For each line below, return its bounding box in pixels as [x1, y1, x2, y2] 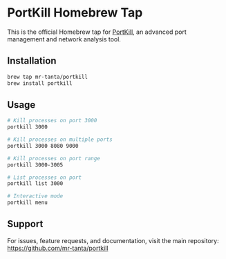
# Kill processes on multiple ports [7, 136, 113, 143]
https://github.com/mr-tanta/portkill [7, 244, 109, 252]
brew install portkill [7, 79, 73, 87]
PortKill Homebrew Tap [7, 5, 143, 21]
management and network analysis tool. [7, 35, 121, 43]
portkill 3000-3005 [7, 161, 64, 169]
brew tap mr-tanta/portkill [7, 73, 88, 80]
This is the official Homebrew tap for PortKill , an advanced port [7, 28, 187, 36]
